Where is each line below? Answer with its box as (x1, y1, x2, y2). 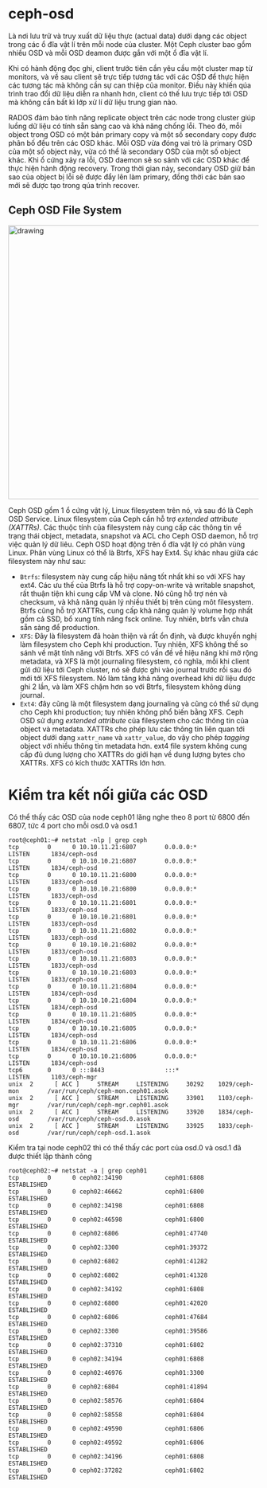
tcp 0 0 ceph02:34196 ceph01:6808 (8, 1452, 204, 1460)
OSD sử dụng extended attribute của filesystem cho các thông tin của (19, 715, 249, 725)
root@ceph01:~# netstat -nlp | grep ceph (8, 836, 148, 844)
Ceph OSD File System (8, 204, 122, 217)
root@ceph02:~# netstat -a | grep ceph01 (8, 1166, 148, 1175)
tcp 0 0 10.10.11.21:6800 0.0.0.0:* (8, 871, 197, 879)
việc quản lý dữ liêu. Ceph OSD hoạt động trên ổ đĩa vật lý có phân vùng (8, 539, 246, 549)
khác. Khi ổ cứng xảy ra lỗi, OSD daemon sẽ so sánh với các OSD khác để (8, 155, 250, 164)
